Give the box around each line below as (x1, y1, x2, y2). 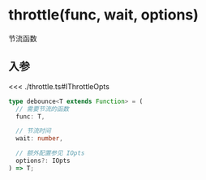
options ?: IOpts (15, 156, 71, 165)
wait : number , (15, 135, 63, 143)
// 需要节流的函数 (15, 105, 70, 113)
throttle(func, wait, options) (8, 6, 199, 24)
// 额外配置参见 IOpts (15, 149, 85, 157)
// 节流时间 (15, 127, 51, 135)
